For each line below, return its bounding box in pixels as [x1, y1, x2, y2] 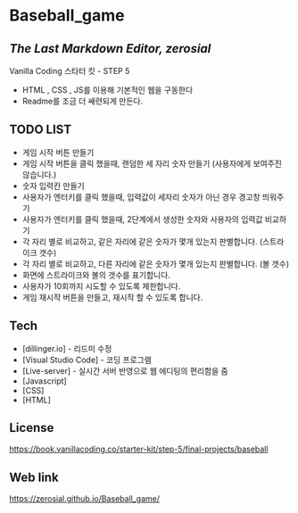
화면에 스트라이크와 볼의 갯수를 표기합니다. [21, 269, 171, 280]
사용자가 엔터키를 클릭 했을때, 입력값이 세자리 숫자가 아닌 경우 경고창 [21, 191, 261, 202]
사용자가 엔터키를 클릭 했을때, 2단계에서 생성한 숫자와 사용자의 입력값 [21, 213, 263, 224]
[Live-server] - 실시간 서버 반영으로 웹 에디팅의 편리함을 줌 [21, 365, 229, 376]
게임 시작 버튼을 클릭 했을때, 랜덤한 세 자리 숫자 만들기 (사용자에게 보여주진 [21, 158, 283, 169]
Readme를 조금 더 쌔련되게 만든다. [21, 95, 144, 106]
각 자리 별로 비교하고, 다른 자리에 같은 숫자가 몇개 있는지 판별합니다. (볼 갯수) [21, 258, 290, 269]
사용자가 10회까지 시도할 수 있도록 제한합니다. [21, 280, 181, 291]
